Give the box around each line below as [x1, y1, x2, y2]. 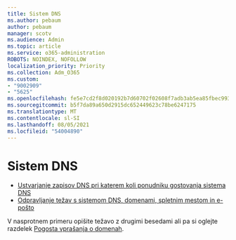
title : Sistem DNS [7, 10, 61, 18]
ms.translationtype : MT [7, 108, 77, 115]
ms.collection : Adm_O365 [7, 69, 80, 76]
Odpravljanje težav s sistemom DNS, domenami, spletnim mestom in [17, 196, 216, 204]
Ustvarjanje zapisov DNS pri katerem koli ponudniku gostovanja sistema [17, 181, 226, 189]
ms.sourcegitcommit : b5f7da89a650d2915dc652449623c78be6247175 [7, 102, 197, 109]
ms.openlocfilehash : [7, 95, 68, 102]
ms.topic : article [7, 43, 61, 50]
